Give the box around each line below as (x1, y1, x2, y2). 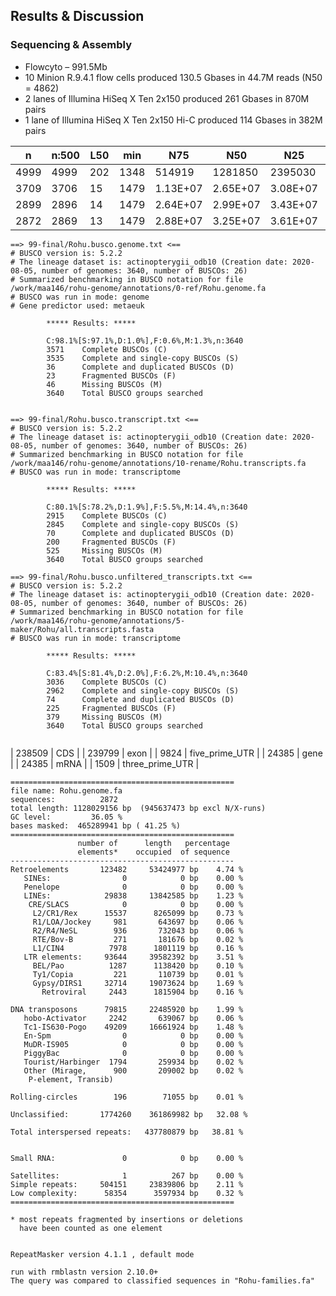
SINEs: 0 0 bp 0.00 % (23, 873, 244, 883)
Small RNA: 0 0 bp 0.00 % (10, 1153, 244, 1163)
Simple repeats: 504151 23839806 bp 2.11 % (10, 1179, 244, 1189)
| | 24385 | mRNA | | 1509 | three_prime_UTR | (10, 757, 200, 769)
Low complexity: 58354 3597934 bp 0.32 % (10, 1188, 244, 1198)
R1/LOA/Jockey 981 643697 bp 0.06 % (32, 917, 244, 927)
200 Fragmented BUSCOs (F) (46, 537, 177, 547)
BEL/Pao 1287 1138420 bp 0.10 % (32, 960, 244, 971)
